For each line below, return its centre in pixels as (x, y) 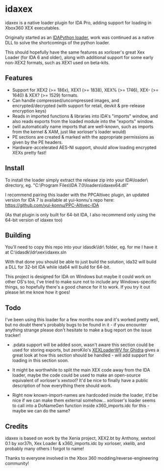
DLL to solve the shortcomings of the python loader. (58, 42)
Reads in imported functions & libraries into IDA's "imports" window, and (85, 116)
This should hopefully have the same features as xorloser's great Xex (75, 52)
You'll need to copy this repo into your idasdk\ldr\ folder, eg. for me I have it (81, 247)
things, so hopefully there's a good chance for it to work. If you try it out (78, 287)
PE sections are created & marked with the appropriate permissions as (83, 137)
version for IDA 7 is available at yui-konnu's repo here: (60, 200)
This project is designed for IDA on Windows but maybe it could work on (78, 277)
